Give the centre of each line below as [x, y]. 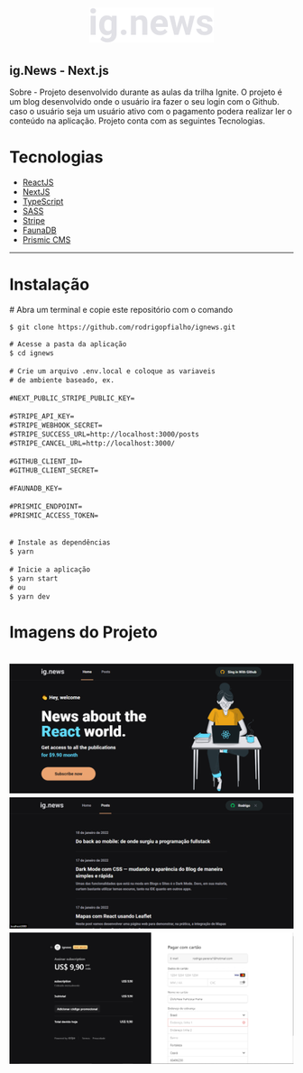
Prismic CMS [46, 239]
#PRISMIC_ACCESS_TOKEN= [54, 515]
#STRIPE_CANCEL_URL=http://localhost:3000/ [92, 443]
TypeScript [43, 201]
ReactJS [38, 182]
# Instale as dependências [60, 542]
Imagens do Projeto [83, 633]
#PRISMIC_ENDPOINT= [46, 506]
